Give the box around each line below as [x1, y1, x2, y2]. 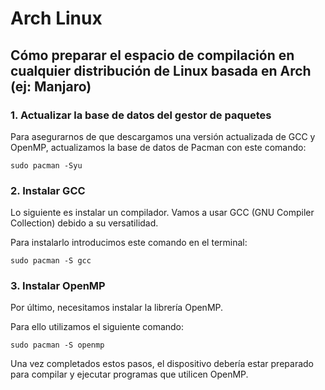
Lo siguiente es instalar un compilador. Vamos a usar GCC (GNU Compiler [10, 207, 315, 219]
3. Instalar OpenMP [10, 279, 106, 293]
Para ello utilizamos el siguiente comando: [10, 321, 185, 333]
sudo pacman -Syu [10, 160, 83, 171]
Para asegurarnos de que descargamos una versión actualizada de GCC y [10, 130, 316, 142]
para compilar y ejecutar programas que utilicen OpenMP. [10, 368, 249, 381]
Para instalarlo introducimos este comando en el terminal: [10, 237, 248, 249]
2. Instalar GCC [10, 183, 86, 197]
